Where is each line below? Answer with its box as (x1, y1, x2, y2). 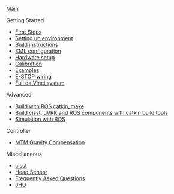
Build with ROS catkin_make (14, 103, 85, 110)
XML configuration (14, 47, 61, 55)
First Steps (14, 28, 42, 35)
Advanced (6, 91, 32, 98)
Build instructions (14, 41, 58, 48)
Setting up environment (14, 35, 73, 41)
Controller (6, 127, 31, 134)
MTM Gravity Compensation (14, 139, 85, 146)
